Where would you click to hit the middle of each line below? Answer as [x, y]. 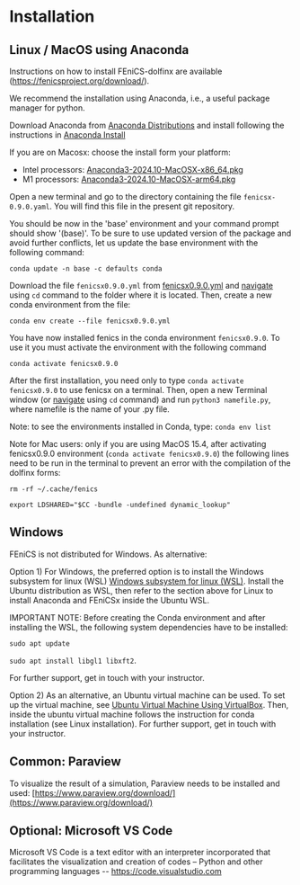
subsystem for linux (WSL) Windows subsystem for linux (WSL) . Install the [147, 581]
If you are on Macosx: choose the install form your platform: [120, 152]
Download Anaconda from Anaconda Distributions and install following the [147, 125]
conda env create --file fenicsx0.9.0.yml [90, 321]
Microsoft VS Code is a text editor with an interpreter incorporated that [140, 853]
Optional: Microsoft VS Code [91, 831]
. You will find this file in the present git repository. [142, 206]
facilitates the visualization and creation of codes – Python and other [136, 862]
